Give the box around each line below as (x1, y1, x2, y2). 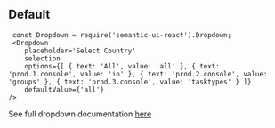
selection (24, 53, 61, 63)
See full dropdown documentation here (8, 108, 152, 119)
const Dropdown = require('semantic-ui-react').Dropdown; (12, 30, 232, 39)
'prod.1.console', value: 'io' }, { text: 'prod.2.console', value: (8, 69, 268, 78)
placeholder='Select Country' (24, 46, 137, 55)
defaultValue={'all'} (24, 84, 104, 94)
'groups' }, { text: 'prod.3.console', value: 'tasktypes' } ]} (8, 77, 252, 86)
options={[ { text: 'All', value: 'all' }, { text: (24, 61, 220, 70)
